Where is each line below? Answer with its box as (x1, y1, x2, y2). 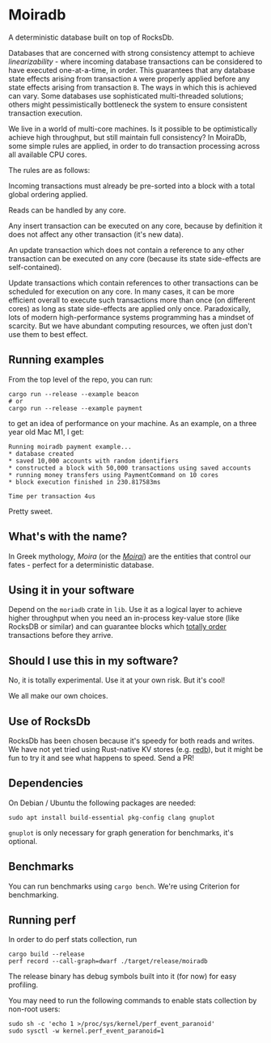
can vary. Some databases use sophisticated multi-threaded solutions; (8, 91, 244, 100)
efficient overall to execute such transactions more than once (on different (8, 295, 256, 305)
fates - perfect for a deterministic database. (8, 560, 155, 569)
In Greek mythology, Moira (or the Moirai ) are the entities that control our (8, 551, 252, 561)
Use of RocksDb (8, 714, 91, 728)
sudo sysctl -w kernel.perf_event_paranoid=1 (8, 1027, 164, 1036)
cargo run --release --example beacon (8, 390, 139, 398)
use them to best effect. (8, 329, 88, 339)
